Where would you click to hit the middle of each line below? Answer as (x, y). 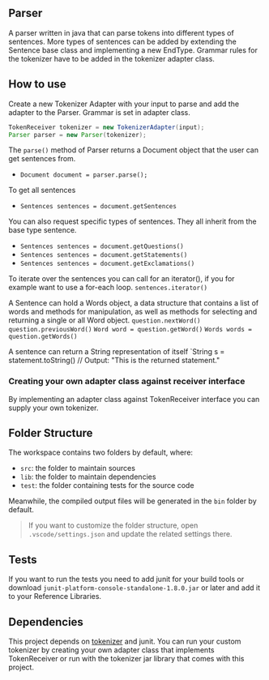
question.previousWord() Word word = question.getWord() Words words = (130, 330)
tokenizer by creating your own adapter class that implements (111, 650)
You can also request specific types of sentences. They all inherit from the (132, 221)
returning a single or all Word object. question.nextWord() (105, 320)
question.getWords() (43, 337)
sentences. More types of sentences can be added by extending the (122, 41)
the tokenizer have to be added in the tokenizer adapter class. (111, 58)
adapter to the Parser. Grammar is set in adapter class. (99, 112)
